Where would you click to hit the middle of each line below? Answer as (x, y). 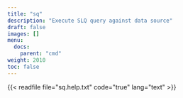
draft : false (27, 27)
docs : (22, 47)
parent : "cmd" (41, 54)
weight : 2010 (27, 60)
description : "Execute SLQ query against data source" (90, 21)
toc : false (23, 67)
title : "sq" (25, 14)
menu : (15, 40)
